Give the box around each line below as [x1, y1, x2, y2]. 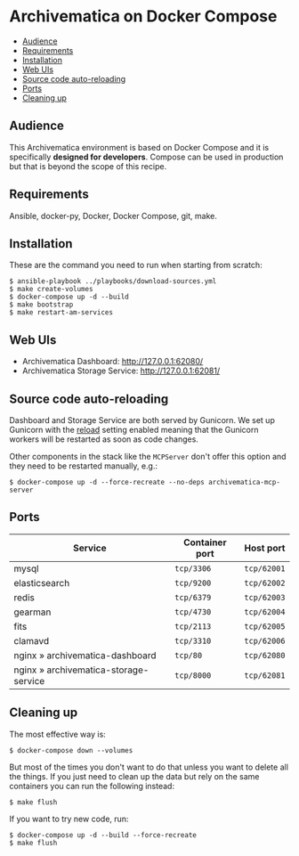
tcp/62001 [244, 563, 286, 574]
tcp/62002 [244, 577, 286, 588]
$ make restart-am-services [9, 308, 114, 317]
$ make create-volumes [9, 285, 93, 294]
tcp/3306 [174, 563, 212, 574]
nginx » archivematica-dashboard [13, 648, 158, 661]
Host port [244, 542, 286, 554]
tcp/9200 [174, 577, 212, 588]
